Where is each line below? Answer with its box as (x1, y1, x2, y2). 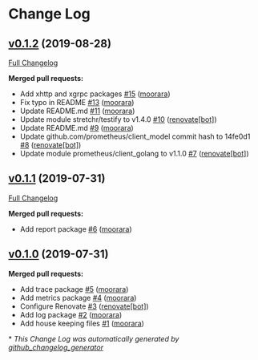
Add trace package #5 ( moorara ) (19, 284, 129, 293)
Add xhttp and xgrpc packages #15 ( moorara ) (19, 89, 171, 99)
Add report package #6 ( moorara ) (19, 224, 132, 233)
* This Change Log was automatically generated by (8, 334, 179, 343)
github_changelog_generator (8, 342, 104, 352)
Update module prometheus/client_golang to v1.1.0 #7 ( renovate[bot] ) (19, 149, 250, 158)
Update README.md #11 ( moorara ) (19, 106, 135, 115)
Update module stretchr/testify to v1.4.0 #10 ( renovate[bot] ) (19, 115, 218, 124)
